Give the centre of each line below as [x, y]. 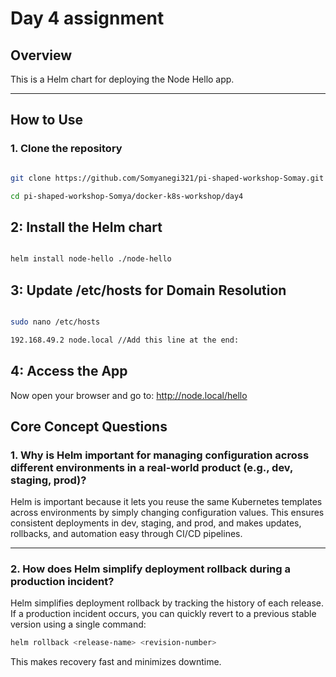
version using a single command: [78, 624]
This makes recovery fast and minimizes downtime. [116, 662]
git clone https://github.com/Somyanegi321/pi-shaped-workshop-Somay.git [167, 178]
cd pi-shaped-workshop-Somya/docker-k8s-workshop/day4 [127, 196]
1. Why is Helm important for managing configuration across [160, 455]
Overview [41, 55]
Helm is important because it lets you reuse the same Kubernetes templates [166, 502]
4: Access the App [69, 371]
